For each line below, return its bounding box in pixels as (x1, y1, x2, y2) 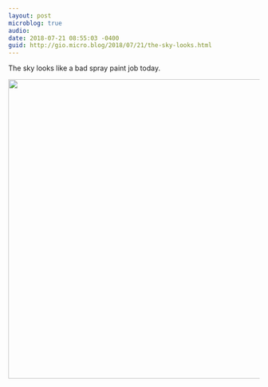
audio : (8, 26, 30, 34)
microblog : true (8, 19, 62, 27)
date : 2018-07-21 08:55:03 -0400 (8, 34, 120, 42)
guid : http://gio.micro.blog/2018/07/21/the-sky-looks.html (8, 42, 213, 50)
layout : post (8, 11, 52, 20)
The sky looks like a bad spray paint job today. (8, 63, 161, 73)
